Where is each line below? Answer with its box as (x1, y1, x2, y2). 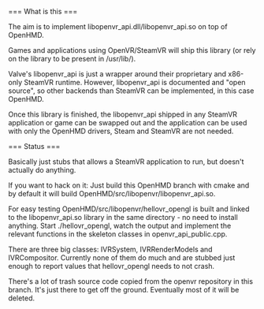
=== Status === (8, 142, 61, 151)
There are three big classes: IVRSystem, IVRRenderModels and (8, 244, 213, 254)
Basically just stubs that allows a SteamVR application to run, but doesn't (8, 157, 244, 166)
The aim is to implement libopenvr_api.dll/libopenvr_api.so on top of (8, 22, 228, 31)
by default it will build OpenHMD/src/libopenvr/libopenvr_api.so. (8, 189, 216, 198)
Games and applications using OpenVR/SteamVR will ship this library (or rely (8, 46, 256, 54)
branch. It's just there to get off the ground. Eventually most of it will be (8, 285, 240, 294)
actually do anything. (8, 166, 76, 174)
